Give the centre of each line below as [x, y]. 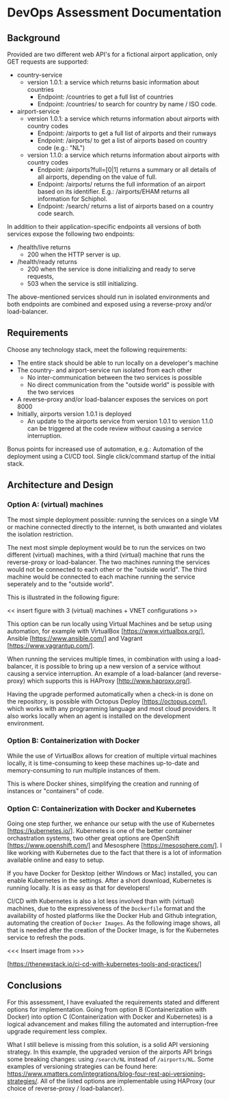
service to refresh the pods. [46, 938]
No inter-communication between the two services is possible [114, 377]
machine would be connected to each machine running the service [101, 577]
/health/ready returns [47, 262]
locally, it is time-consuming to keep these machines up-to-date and [103, 763]
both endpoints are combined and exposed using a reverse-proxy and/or [110, 304]
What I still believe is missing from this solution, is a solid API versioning [108, 1044]
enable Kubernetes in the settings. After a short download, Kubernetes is [109, 881]
